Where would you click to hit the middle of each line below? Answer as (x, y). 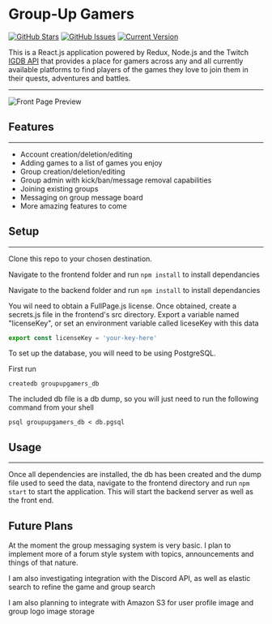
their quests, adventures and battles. (70, 78)
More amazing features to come (73, 206)
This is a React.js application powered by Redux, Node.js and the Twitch (129, 52)
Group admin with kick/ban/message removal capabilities (116, 180)
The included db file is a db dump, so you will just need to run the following (134, 399)
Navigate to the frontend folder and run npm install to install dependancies (134, 274)
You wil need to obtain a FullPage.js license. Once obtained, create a (123, 306)
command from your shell (51, 407)
